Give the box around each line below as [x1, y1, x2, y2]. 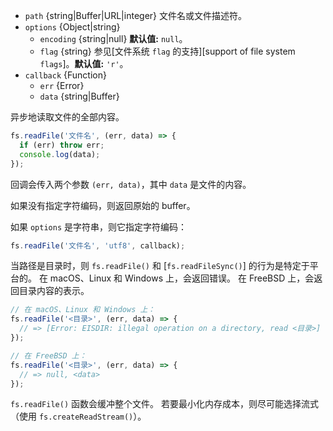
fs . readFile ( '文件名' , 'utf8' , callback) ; [10, 240, 186, 251]
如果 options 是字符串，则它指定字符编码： [10, 220, 187, 233]
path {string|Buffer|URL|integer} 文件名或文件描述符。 [24, 10, 247, 21]
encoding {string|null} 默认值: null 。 [39, 33, 188, 44]
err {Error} [39, 80, 85, 91]
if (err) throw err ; [19, 140, 105, 150]
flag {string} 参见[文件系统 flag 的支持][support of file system [39, 45, 296, 57]
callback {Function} [24, 69, 107, 81]
